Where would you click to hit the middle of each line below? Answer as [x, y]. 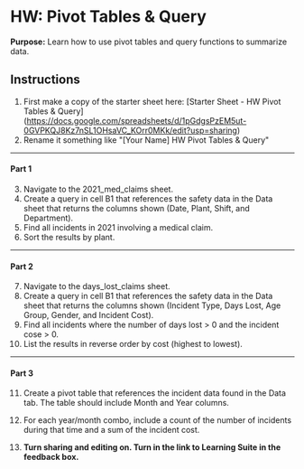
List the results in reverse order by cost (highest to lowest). [133, 344]
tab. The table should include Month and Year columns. [126, 403]
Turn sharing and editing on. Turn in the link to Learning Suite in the [152, 447]
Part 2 [22, 266]
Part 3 [22, 373]
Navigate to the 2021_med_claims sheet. [98, 189]
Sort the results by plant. [69, 237]
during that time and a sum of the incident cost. [111, 430]
